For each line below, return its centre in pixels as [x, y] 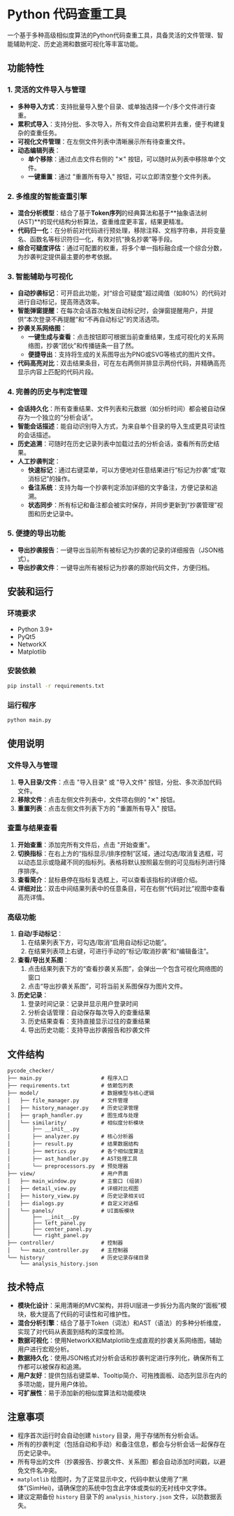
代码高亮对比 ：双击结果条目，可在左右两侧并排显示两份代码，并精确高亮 [121, 363]
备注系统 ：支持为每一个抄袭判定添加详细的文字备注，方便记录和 [119, 487]
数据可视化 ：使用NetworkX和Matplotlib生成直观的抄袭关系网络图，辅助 [119, 1340]
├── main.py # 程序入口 [68, 1078]
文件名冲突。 [42, 1470]
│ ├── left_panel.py [46, 1223]
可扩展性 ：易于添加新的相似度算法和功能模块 [82, 1393]
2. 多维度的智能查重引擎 [47, 196]
